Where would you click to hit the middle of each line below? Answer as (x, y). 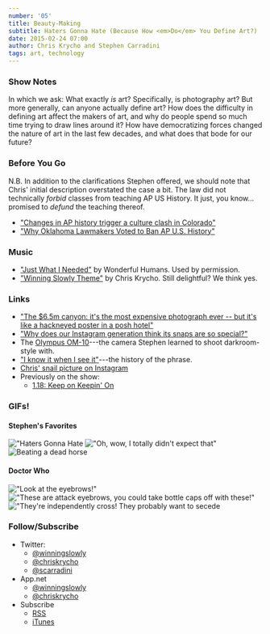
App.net (33, 578)
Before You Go (37, 163)
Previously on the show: (60, 377)
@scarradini (52, 570)
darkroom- (242, 342)
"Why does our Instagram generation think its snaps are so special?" (134, 334)
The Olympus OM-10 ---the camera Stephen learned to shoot (121, 342)
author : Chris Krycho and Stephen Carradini (84, 46)
